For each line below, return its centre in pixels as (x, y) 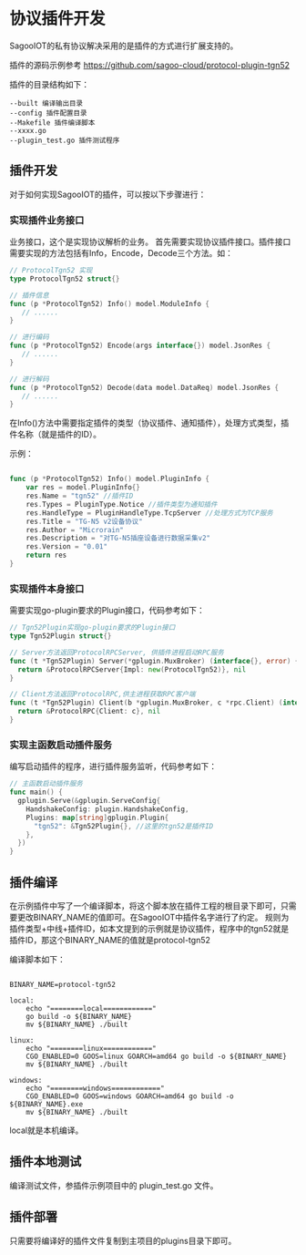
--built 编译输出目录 (46, 103)
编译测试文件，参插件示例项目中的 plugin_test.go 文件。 (114, 1185)
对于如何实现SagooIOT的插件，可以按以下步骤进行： (108, 194)
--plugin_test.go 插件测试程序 (65, 140)
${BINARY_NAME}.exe (46, 1104)
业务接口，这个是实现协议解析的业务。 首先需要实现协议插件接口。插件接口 (150, 242)
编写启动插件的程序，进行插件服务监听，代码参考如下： (113, 766)
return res (46, 555)
